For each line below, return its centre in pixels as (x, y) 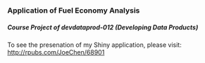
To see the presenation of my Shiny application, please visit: (94, 45)
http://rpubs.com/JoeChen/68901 (56, 52)
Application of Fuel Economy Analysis (74, 10)
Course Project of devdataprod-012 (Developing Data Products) (103, 27)
